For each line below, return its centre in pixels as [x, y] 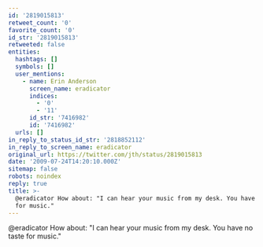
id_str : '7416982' [59, 118]
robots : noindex [35, 177]
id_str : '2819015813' [44, 37]
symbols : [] [35, 67]
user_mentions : [40, 74]
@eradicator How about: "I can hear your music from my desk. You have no [131, 228]
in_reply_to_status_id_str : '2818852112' [77, 140]
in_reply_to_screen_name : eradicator [70, 147]
